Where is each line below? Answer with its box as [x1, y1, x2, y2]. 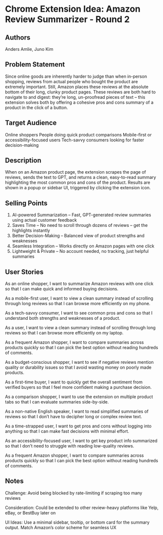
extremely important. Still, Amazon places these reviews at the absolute [5, 84, 148, 89]
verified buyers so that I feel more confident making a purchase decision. [5, 384, 152, 390]
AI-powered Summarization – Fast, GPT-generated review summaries [12, 212, 151, 218]
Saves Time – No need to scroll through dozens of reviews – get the [12, 223, 148, 228]
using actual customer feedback [12, 217, 77, 223]
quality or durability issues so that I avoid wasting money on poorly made [5, 364, 152, 370]
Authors [5, 33, 31, 42]
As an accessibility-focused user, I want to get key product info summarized [5, 438, 158, 444]
